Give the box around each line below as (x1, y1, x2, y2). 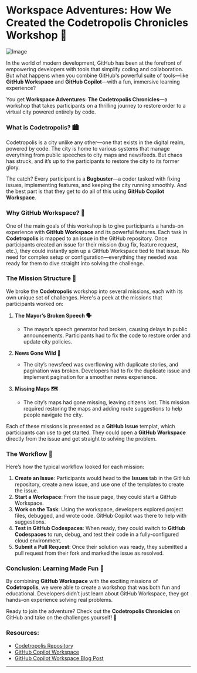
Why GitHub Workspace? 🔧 (6, 209, 85, 217)
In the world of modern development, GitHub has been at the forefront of (6, 59, 182, 66)
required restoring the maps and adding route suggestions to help (23, 405, 183, 412)
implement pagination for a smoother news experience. (23, 373, 157, 380)
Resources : (6, 629, 39, 637)
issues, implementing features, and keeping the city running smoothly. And (6, 182, 187, 189)
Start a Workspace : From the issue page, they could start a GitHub (14, 494, 177, 501)
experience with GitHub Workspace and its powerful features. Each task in (6, 228, 188, 235)
